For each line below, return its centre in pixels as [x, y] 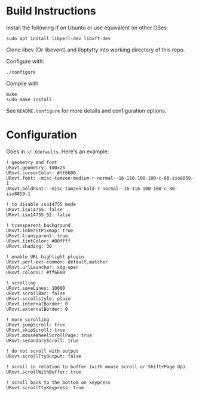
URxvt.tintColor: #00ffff [38, 241]
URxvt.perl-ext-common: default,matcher [57, 262]
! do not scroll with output [42, 351]
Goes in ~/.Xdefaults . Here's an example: [58, 151]
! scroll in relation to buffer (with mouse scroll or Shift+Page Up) [96, 366]
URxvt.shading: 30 [29, 246]
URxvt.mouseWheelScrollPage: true [49, 335]
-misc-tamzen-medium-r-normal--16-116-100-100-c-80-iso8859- [116, 178]
